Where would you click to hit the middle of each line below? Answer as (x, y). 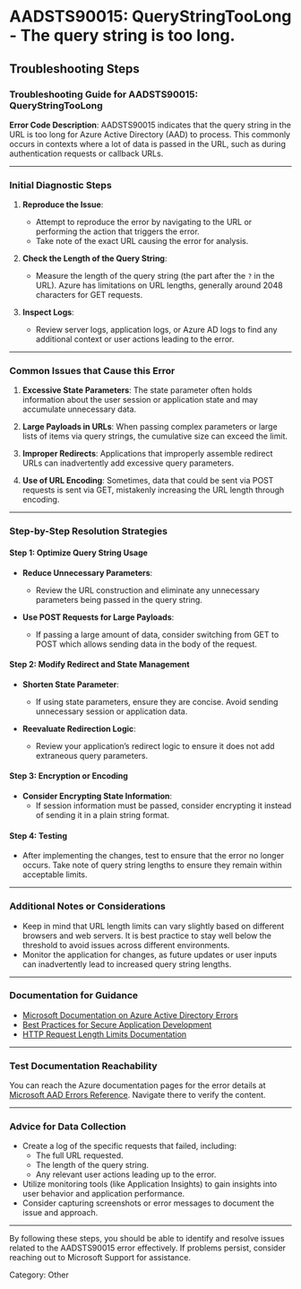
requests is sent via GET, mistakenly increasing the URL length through (153, 490)
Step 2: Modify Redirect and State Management (99, 665)
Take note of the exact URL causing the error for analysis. (142, 241)
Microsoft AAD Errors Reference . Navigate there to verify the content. (138, 1095)
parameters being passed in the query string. (119, 599)
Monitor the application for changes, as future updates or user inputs (150, 954)
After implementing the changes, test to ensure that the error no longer (153, 856)
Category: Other (39, 1275)
